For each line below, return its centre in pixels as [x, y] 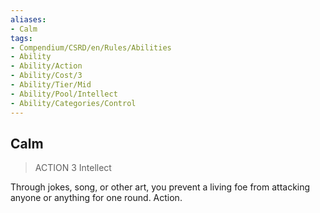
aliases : [28, 19]
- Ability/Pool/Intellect [64, 94]
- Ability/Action [46, 66]
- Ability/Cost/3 [46, 76]
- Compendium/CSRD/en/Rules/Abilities [91, 47]
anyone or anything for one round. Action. [96, 198]
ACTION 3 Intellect [73, 168]
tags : [21, 38]
